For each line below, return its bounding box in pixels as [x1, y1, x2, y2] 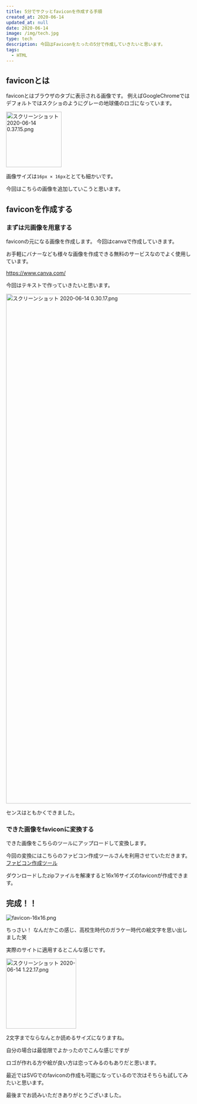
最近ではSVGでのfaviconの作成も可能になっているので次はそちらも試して [6, 1072, 184, 1079]
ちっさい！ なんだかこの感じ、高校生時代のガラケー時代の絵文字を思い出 [6, 926, 182, 933]
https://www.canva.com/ [6, 270, 66, 277]
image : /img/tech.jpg [6, 31, 59, 36]
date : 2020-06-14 [6, 25, 49, 31]
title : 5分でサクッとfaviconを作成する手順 [6, 8, 103, 15]
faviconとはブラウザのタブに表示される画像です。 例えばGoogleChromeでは [6, 92, 190, 99]
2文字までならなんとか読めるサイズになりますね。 [6, 1034, 128, 1042]
